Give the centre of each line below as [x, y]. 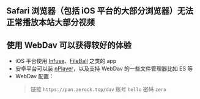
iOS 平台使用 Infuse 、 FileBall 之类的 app [66, 61]
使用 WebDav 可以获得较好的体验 [69, 45]
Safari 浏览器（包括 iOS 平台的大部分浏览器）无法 [100, 11]
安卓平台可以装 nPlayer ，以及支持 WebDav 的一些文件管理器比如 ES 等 [104, 68]
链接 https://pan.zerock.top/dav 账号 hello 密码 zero [98, 89]
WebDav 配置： [35, 76]
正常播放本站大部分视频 [50, 22]
